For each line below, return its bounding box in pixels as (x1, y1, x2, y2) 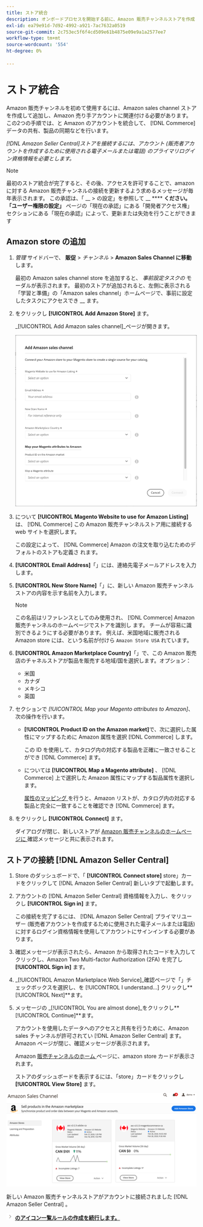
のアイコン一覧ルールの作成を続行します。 (14, 1214, 120, 1222)
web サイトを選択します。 (14, 528, 80, 536)
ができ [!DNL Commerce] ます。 (24, 754, 104, 761)
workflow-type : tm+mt (6, 35, 61, 42)
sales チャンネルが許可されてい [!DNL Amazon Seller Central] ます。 (14, 1032, 185, 1040)
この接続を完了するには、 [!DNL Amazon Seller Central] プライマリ (14, 913, 182, 920)
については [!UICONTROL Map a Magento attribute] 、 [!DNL (24, 766, 176, 774)
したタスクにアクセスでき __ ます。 (14, 297, 102, 304)
